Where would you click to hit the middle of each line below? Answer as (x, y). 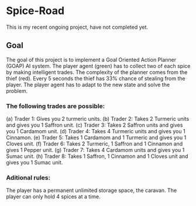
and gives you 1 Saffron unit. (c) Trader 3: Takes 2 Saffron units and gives (94, 125)
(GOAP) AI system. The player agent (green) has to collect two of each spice (98, 66)
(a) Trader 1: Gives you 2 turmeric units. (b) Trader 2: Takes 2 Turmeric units (98, 119)
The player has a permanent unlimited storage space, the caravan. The (92, 190)
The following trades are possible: (56, 106)
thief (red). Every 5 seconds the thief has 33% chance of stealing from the (96, 78)
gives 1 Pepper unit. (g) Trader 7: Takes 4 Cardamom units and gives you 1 (95, 150)
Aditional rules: (28, 177)
